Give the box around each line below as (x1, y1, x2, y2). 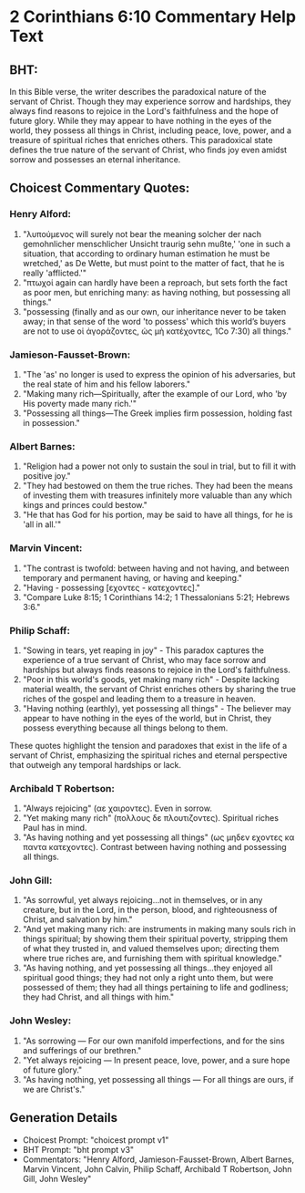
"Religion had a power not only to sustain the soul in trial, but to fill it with (22, 461, 297, 472)
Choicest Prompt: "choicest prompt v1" (22, 1134, 169, 1146)
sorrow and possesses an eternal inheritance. (9, 154, 181, 165)
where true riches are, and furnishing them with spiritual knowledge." (22, 953, 282, 964)
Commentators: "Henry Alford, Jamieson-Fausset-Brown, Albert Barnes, (22, 1154, 294, 1165)
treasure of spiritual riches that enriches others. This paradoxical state (9, 135, 273, 145)
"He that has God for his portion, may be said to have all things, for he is (22, 509, 293, 521)
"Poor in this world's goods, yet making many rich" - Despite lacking (22, 673, 280, 685)
